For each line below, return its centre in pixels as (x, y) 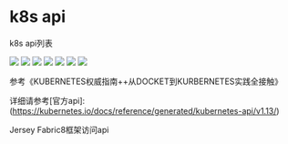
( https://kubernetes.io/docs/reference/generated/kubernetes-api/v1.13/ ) (144, 110)
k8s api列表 (31, 43)
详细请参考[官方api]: (47, 100)
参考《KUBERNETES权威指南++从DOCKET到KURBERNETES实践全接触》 (146, 81)
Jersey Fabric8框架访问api (59, 129)
